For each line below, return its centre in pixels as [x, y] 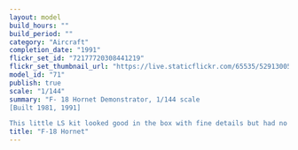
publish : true [35, 83]
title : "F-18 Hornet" [49, 132]
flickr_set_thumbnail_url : [59, 67]
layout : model [35, 17]
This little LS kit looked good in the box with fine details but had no [149, 124]
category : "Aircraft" [49, 42]
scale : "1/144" [37, 91]
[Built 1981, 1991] [45, 108]
